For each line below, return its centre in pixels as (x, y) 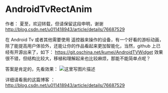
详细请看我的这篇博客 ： (30, 79)
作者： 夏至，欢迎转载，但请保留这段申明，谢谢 (54, 23)
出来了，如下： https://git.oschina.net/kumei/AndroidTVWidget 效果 (93, 52)
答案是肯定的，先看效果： (32, 69)
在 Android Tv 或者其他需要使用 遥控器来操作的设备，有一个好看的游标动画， (85, 39)
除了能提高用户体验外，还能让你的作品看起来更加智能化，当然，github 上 (81, 45)
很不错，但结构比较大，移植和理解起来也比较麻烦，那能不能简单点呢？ (78, 58)
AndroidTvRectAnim (49, 9)
